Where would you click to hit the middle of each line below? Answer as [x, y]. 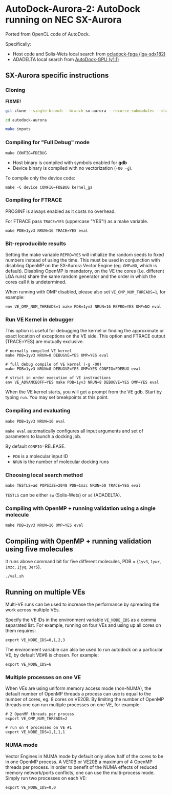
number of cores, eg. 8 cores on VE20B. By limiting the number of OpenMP [85, 699]
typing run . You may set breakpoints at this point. [57, 397]
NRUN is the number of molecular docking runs [61, 462]
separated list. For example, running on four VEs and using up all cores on [83, 625]
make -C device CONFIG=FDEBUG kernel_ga [49, 187]
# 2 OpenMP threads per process [40, 714]
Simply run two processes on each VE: [46, 778]
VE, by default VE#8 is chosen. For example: [52, 655]
